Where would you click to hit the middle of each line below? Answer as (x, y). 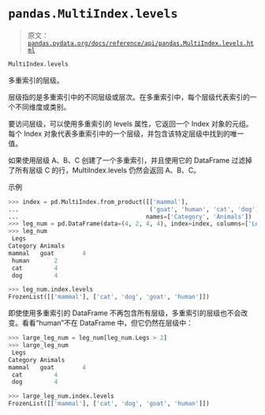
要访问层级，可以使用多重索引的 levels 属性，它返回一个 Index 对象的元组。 (131, 123)
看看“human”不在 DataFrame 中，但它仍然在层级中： (107, 323)
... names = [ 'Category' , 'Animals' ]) (130, 217)
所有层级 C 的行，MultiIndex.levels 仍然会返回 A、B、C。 (108, 170)
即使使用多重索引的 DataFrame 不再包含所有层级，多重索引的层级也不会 (125, 313)
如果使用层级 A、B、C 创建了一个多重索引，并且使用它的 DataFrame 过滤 (127, 160)
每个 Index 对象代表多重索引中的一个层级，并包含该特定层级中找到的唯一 (126, 134)
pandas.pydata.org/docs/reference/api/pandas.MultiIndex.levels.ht (140, 43)
